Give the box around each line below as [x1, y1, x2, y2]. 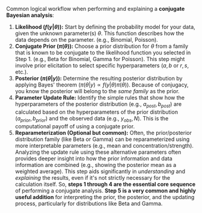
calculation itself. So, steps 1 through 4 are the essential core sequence [14, 180, 196, 188]
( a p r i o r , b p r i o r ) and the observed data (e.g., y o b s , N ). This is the [14, 114, 169, 123]
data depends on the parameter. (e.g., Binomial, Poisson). [14, 36, 159, 43]
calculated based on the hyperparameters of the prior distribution [14, 108, 178, 116]
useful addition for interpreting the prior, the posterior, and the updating [14, 193, 195, 200]
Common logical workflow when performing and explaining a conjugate [6, 5, 185, 12]
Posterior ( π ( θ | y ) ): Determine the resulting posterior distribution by [14, 75, 183, 82]
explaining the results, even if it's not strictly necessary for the [14, 174, 171, 181]
